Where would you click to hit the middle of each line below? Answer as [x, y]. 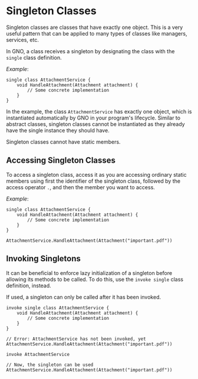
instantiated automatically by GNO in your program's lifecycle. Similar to [93, 118]
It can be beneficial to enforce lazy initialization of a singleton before [89, 273]
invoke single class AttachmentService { [58, 308]
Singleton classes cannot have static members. [63, 142]
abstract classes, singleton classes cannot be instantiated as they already [95, 124]
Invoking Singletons [44, 259]
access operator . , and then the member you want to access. [80, 187]
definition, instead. [29, 286]
